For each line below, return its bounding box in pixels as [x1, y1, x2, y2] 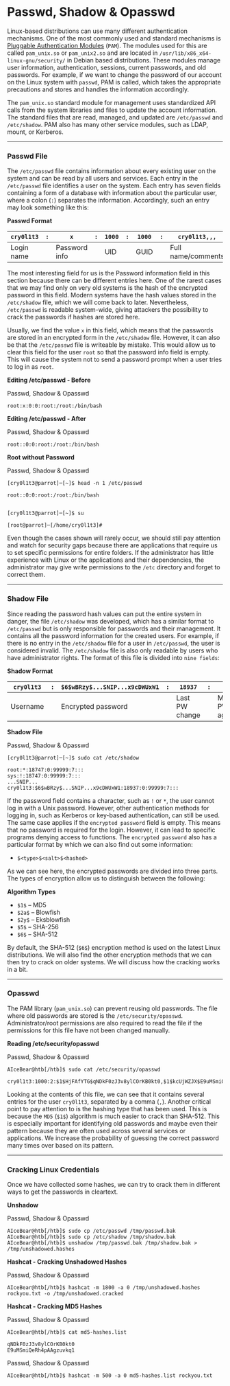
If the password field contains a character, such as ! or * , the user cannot [7, 796, 214, 804]
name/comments [170, 251, 225, 261]
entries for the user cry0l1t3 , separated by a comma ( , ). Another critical [7, 1097, 211, 1106]
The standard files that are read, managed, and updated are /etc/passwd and [7, 113, 223, 121]
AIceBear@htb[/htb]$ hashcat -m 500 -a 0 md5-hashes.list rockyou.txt [7, 1372, 213, 1379]
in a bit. [7, 965, 28, 973]
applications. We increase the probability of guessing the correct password [7, 1134, 219, 1142]
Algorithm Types [7, 887, 56, 896]
